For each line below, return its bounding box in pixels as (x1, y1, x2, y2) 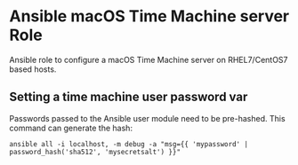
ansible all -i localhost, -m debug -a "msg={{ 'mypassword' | (9, 139, 249, 148)
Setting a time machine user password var (9, 90, 248, 105)
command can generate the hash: (9, 122, 133, 133)
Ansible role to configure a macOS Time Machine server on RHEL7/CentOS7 (9, 54, 288, 65)
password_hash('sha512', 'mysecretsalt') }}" (9, 147, 181, 156)
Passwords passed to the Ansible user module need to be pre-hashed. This (9, 113, 286, 123)
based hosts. (9, 64, 57, 75)
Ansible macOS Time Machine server (9, 6, 290, 27)
